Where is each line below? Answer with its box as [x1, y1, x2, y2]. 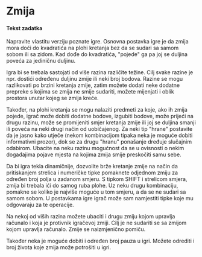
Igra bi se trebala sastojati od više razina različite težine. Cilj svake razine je [6, 69, 194, 76]
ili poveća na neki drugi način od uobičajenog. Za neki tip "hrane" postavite [6, 125, 193, 133]
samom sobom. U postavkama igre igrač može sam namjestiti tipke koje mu [6, 195, 194, 202]
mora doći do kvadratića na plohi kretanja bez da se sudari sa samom [6, 44, 179, 52]
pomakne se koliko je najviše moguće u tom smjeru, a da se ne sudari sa [6, 188, 186, 195]
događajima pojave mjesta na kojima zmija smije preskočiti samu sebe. [6, 151, 182, 158]
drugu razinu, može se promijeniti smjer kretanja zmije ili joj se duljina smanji [6, 119, 196, 126]
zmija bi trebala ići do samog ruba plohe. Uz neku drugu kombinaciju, [6, 182, 178, 189]
